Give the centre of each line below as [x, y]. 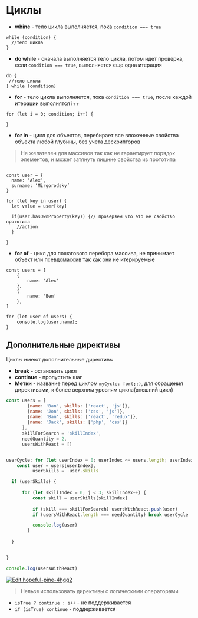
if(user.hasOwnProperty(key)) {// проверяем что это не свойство [93, 216]
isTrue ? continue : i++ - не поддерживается [73, 603]
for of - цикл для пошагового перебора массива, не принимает [95, 253]
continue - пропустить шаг [48, 377]
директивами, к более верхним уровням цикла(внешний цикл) [94, 389]
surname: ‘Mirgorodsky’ [40, 185]
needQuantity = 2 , [44, 439]
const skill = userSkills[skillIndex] [80, 498]
